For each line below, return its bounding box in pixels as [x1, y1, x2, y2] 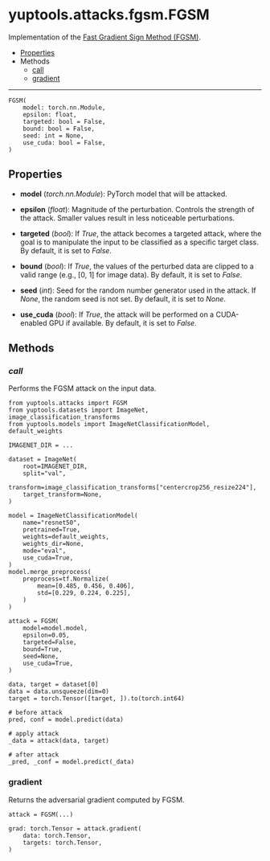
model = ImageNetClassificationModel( [8, 512, 138, 520]
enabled [19, 318, 47, 327]
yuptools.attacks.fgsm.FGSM [8, 6, 211, 24]
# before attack [8, 709, 63, 717]
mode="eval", [22, 547, 67, 556]
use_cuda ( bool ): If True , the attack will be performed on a [19, 310, 215, 319]
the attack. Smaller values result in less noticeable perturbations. [19, 213, 235, 223]
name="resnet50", [22, 519, 81, 527]
